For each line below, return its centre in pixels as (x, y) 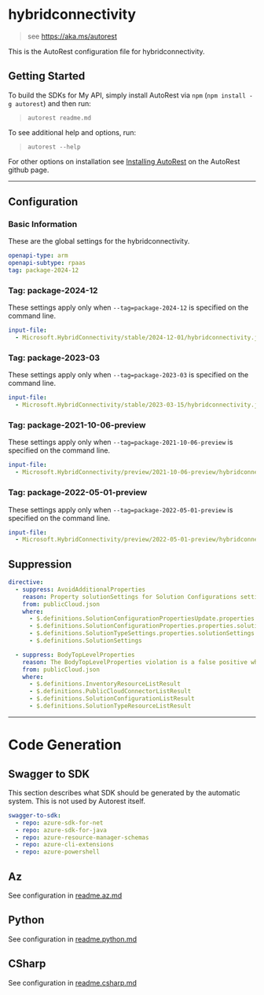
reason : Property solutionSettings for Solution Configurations (130, 597)
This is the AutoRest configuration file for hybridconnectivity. (107, 51)
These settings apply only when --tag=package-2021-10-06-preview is (121, 442)
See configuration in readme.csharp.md (73, 982)
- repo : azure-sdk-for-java (61, 830)
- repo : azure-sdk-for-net (59, 823)
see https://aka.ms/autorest (72, 36)
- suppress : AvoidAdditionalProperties (81, 589)
